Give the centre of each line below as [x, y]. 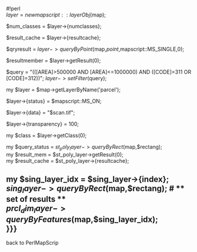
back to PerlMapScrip [32, 243]
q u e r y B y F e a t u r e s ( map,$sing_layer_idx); [82, 219]
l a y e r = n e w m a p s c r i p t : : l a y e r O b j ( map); [56, 15]
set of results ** [36, 199]
